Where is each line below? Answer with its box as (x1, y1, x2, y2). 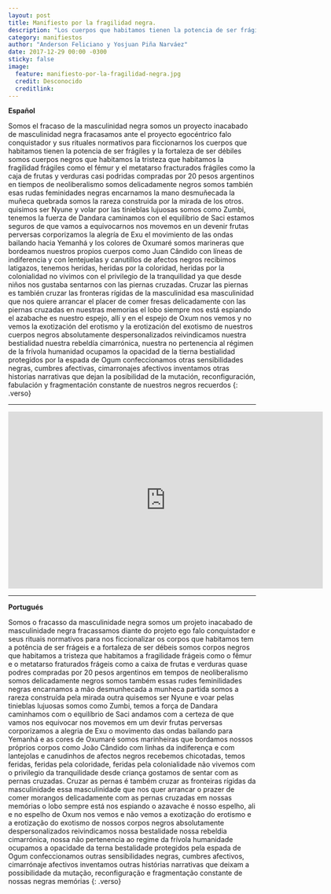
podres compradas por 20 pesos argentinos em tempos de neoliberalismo (8, 668, 248, 677)
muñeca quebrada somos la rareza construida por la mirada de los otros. (8, 197, 244, 206)
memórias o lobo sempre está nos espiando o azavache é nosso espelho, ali (8, 801, 256, 811)
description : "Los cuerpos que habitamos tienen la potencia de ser (8, 26, 237, 34)
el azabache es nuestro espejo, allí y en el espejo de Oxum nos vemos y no (8, 314, 252, 323)
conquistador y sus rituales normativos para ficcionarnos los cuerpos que (8, 138, 248, 148)
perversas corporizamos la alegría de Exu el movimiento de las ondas (8, 230, 234, 240)
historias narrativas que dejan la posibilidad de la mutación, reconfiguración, (8, 372, 256, 381)
